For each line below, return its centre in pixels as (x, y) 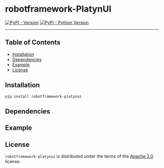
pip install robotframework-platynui (43, 96)
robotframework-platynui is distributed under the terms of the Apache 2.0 (79, 156)
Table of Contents (33, 42)
